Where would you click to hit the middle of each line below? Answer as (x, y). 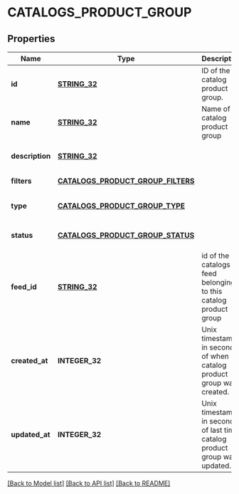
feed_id (24, 287)
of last (212, 430)
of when (215, 356)
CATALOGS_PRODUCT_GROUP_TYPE (121, 206)
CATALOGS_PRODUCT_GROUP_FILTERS (126, 181)
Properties (31, 39)
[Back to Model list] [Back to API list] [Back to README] (89, 483)
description (31, 156)
